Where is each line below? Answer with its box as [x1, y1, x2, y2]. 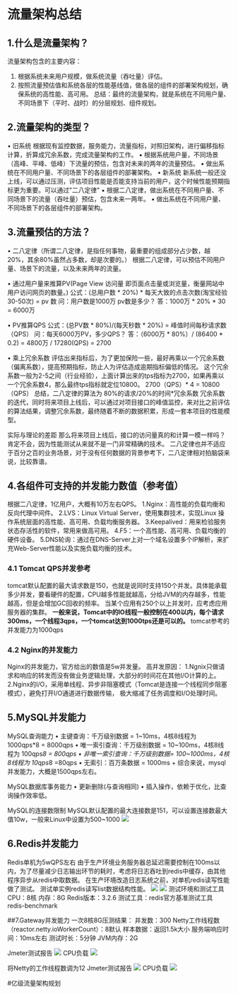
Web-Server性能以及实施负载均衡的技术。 [13, 544, 136, 553]
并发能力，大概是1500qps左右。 [7, 767, 101, 776]
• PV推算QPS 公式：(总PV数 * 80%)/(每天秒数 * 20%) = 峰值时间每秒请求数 [7, 320, 227, 329]
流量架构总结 [7, 6, 83, 23]
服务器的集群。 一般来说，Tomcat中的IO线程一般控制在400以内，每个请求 [7, 607, 225, 616]
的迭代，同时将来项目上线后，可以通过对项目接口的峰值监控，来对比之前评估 [7, 397, 230, 406]
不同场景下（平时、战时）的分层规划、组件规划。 [17, 98, 160, 107]
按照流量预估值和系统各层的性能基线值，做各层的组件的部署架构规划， [17, 81, 222, 89]
